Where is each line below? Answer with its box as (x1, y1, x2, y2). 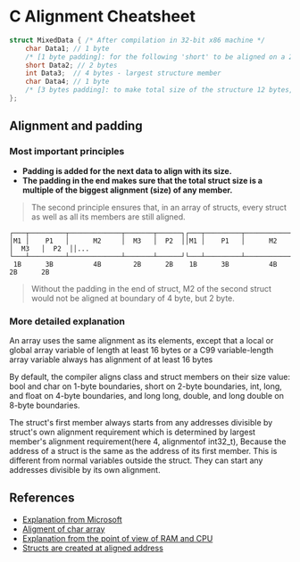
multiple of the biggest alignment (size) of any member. (21, 185, 233, 195)
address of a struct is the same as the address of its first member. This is (9, 445, 278, 456)
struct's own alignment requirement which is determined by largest (9, 426, 256, 437)
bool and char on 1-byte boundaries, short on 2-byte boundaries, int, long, (9, 381, 283, 392)
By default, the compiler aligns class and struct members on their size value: (9, 371, 290, 382)
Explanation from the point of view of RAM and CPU (21, 533, 213, 543)
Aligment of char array (21, 524, 105, 534)
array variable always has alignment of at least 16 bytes (9, 354, 213, 365)
